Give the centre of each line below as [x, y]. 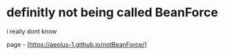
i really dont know [32, 31]
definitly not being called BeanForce [112, 13]
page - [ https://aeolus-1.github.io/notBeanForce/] [77, 44]
